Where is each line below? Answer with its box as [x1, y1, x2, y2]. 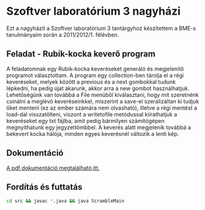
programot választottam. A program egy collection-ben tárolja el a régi [6, 72, 184, 79]
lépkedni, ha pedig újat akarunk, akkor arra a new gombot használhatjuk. [6, 84, 190, 92]
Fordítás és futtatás [6, 182, 83, 192]
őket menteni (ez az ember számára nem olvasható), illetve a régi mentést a [6, 104, 198, 111]
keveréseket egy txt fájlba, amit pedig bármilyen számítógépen [6, 117, 165, 124]
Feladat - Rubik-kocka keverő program [6, 49, 156, 59]
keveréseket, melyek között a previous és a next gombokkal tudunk [6, 78, 176, 85]
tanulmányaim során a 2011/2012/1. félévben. [6, 31, 119, 38]
